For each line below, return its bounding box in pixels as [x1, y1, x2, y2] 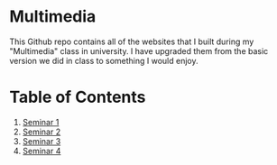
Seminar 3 [22, 135, 61, 146]
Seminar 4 [22, 145, 61, 156]
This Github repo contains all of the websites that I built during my [9, 36, 254, 47]
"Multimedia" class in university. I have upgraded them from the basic [9, 45, 269, 56]
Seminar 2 [22, 126, 61, 137]
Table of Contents [9, 87, 146, 107]
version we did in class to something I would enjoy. [9, 55, 199, 66]
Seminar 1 [22, 116, 60, 127]
